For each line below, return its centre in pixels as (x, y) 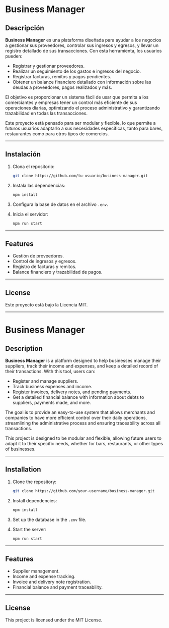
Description (24, 349)
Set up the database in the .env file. (49, 519)
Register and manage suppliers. (45, 381)
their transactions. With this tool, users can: (50, 372)
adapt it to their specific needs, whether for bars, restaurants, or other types (84, 444)
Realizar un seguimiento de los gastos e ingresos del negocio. (77, 71)
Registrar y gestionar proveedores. (48, 66)
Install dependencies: (35, 500)
